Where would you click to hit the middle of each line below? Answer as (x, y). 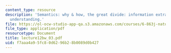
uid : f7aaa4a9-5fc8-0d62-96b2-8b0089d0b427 (52, 43)
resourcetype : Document (31, 33)
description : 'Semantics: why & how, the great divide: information (79, 15)
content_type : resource (31, 10)
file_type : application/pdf (35, 29)
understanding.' (27, 19)
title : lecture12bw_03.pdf (34, 38)
